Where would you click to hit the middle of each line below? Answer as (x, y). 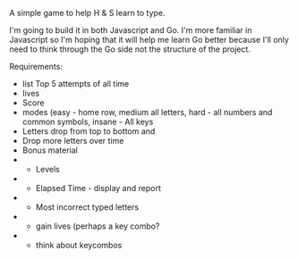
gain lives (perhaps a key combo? (98, 226)
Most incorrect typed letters (87, 207)
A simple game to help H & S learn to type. (87, 13)
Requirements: (36, 67)
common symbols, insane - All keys (88, 121)
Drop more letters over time (73, 141)
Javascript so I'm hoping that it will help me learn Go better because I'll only (149, 40)
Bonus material (50, 150)
